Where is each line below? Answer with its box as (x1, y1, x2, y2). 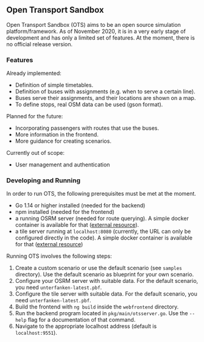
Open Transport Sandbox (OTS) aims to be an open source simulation (6, 21, 181, 28)
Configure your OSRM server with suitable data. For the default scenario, (15, 277, 199, 285)
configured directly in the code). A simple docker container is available (15, 234, 193, 241)
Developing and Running (6, 176, 81, 185)
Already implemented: (6, 69, 62, 77)
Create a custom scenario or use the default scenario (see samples (15, 265, 183, 272)
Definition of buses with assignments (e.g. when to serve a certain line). (15, 88, 196, 95)
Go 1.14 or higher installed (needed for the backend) (15, 202, 146, 209)
